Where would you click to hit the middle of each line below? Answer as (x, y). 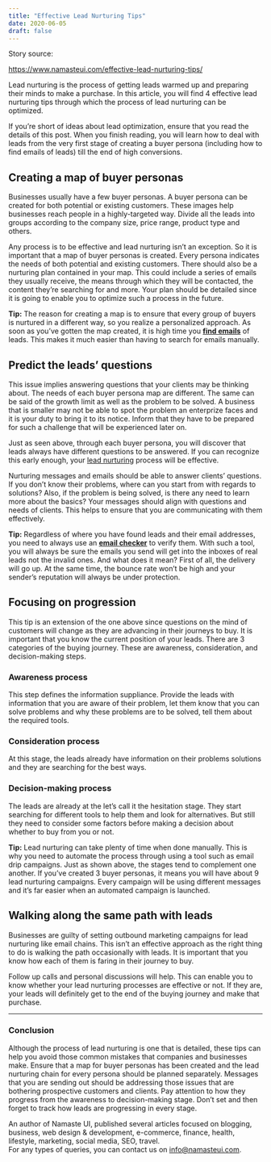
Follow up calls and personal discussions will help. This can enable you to (131, 976)
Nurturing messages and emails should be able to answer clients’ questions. (135, 476)
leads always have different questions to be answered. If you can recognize (134, 451)
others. (20, 232)
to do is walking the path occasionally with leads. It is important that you (128, 952)
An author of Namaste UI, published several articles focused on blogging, (130, 1123)
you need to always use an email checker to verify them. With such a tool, (132, 543)
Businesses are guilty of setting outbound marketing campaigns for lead (128, 935)
